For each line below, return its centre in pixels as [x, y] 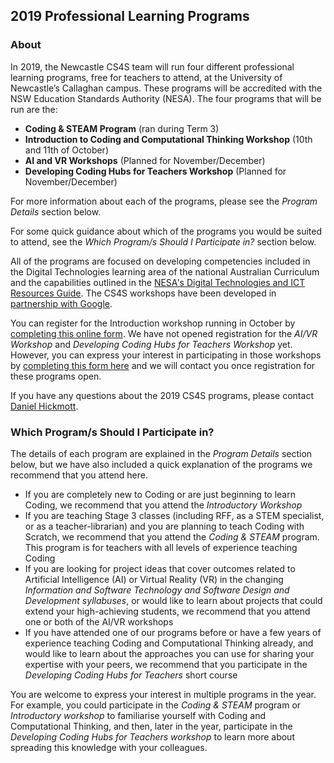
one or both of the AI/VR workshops [99, 621]
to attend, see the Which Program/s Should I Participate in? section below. [163, 241]
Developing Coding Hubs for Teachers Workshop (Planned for [155, 171]
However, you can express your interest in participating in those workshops [166, 355]
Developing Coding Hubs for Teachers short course [131, 675]
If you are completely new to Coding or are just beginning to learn [160, 494]
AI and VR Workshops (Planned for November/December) [145, 160]
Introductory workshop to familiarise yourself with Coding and [138, 715]
